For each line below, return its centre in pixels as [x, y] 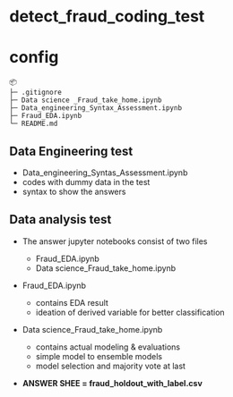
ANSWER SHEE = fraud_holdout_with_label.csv [112, 383]
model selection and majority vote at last [111, 366]
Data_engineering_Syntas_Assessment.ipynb [105, 173]
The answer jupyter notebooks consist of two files [115, 241]
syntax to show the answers [74, 191]
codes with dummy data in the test [86, 182]
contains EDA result [72, 302]
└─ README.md [34, 124]
